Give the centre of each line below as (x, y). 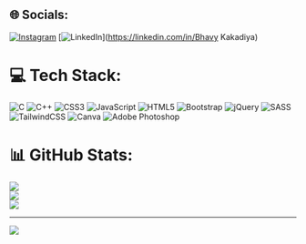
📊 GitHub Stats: (71, 155)
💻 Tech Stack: (66, 76)
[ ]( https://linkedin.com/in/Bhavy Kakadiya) (158, 36)
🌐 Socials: (39, 15)
